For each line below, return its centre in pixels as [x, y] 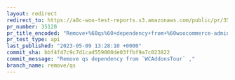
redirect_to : [26, 20]
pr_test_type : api [33, 40]
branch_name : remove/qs [41, 65]
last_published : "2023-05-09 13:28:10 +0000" [74, 46]
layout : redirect [32, 14]
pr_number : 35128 [32, 26]
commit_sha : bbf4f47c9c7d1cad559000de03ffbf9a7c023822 [88, 53]
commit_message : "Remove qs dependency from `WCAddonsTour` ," [101, 59]
